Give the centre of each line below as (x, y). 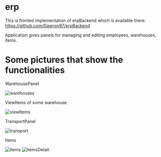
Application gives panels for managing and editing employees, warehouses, (81, 35)
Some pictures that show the (64, 60)
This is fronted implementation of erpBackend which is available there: (75, 20)
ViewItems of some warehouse (36, 102)
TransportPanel (20, 121)
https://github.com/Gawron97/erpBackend (48, 25)
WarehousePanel (22, 84)
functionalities (35, 70)
